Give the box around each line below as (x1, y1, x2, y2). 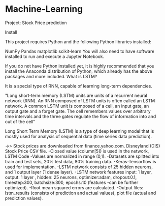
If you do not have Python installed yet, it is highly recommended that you (5, 63, 155, 69)
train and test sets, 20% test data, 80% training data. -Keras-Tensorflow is (5, 158, 156, 164)
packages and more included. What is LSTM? (5, 73, 98, 79)
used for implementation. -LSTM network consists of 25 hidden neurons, (5, 164, 153, 170)
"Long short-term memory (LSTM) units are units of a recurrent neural (5, 92, 148, 98)
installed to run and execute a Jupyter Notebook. (5, 53, 104, 59)
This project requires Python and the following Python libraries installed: (5, 38, 152, 45)
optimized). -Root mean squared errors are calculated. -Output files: (5, 184, 144, 190)
